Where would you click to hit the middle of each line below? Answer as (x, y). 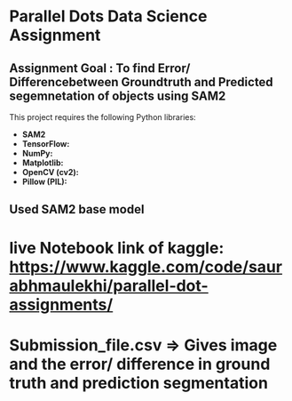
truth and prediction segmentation (139, 383)
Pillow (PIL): (45, 181)
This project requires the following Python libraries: (103, 117)
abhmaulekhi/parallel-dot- (109, 285)
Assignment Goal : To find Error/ (100, 68)
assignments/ (61, 305)
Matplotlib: (43, 163)
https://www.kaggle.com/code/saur (146, 266)
